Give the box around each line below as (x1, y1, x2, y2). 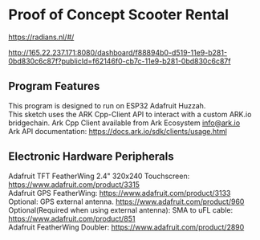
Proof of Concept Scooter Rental (8, 6, 230, 24)
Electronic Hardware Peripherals (8, 150, 174, 164)
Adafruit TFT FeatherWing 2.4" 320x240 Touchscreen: (8, 171, 190, 181)
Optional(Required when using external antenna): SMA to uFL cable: (8, 205, 234, 214)
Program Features (8, 79, 100, 93)
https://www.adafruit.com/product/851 (8, 214, 136, 223)
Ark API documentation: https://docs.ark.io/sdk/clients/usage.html (8, 126, 227, 136)
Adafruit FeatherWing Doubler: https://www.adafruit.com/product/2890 (8, 222, 245, 232)
